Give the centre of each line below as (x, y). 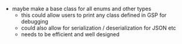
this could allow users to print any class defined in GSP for (94, 15)
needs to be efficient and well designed (70, 34)
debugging (34, 21)
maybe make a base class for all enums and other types (82, 9)
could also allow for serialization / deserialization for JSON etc (99, 28)
